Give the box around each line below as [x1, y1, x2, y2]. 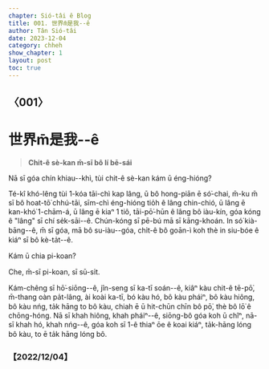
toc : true [8, 64, 42, 72]
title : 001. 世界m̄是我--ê [8, 19, 91, 27]
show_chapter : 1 [8, 49, 63, 57]
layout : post [8, 57, 52, 65]
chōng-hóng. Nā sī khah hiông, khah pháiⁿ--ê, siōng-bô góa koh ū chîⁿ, [8, 310, 244, 321]
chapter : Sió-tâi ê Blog [8, 11, 92, 20]
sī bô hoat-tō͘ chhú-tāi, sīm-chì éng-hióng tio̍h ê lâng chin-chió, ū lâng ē [8, 198, 246, 208]
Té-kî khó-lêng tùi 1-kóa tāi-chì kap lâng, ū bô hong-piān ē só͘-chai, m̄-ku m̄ [8, 189, 259, 199]
